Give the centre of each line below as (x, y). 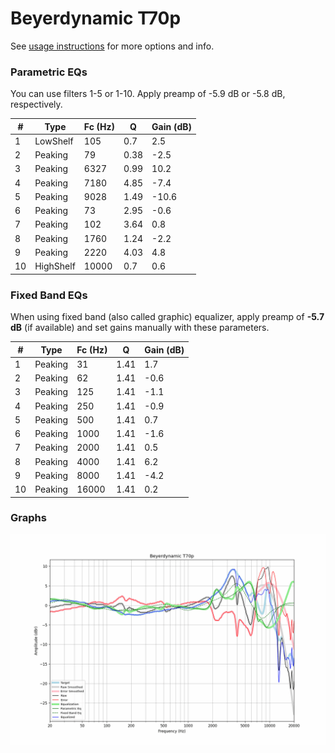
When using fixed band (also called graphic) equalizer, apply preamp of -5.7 (167, 317)
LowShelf (54, 141)
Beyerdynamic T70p (96, 18)
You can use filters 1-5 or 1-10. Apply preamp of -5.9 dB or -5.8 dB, (148, 94)
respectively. (36, 104)
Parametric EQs (49, 72)
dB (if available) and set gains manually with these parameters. (140, 328)
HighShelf (55, 266)
